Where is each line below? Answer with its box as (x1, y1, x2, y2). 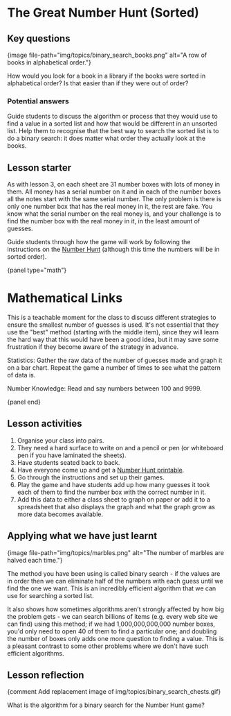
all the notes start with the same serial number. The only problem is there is (7, 195, 222, 203)
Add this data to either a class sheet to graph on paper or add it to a (17, 495, 211, 504)
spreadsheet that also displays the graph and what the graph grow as (17, 502, 216, 511)
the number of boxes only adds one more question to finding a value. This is (7, 634, 224, 642)
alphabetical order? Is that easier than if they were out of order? (7, 79, 189, 87)
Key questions (7, 33, 71, 44)
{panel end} (7, 398, 41, 407)
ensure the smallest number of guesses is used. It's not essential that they (7, 321, 219, 329)
